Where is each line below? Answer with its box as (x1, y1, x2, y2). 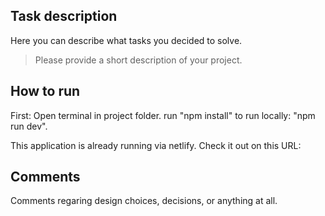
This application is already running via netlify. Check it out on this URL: (10, 139, 302, 151)
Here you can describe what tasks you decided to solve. (10, 34, 243, 46)
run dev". (10, 120, 48, 132)
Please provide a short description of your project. (34, 54, 243, 66)
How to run (10, 83, 81, 100)
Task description (10, 8, 118, 25)
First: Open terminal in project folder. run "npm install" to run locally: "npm (10, 109, 316, 121)
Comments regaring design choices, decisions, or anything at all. (10, 195, 278, 207)
